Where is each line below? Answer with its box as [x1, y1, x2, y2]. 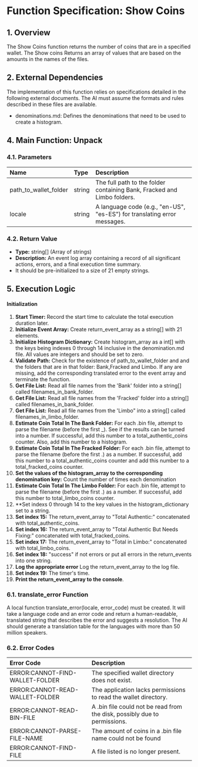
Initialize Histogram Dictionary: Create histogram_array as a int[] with [15, 338, 186, 345]
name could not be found [91, 734, 161, 742]
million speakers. [6, 629, 48, 636]
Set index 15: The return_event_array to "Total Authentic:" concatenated [15, 513, 190, 521]
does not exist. [91, 676, 132, 684]
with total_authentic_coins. [15, 519, 80, 527]
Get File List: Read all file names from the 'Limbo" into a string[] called [15, 407, 186, 414]
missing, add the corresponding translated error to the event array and [15, 369, 186, 377]
